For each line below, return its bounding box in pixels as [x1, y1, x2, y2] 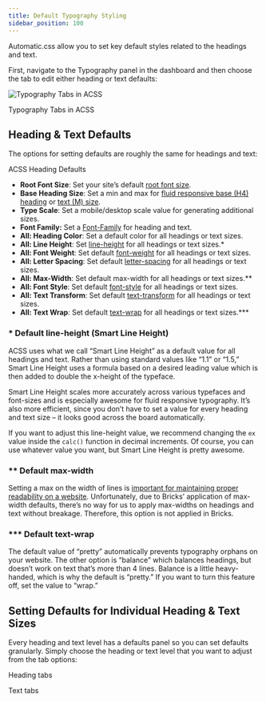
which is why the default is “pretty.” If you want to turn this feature [37, 572, 256, 582]
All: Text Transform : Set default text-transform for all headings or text [19, 291, 251, 300]
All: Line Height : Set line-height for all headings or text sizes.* [19, 239, 225, 249]
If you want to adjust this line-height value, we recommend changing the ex [8, 427, 256, 437]
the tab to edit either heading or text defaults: [8, 74, 157, 83]
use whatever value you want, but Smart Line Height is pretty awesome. [8, 445, 245, 455]
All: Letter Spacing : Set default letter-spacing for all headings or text [19, 257, 247, 267]
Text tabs [8, 686, 39, 696]
